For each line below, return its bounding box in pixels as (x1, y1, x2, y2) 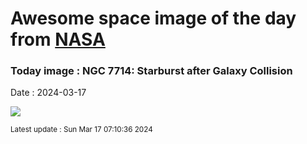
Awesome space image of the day (10, 7, 297, 30)
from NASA (10, 28, 106, 51)
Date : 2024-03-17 (10, 87, 87, 99)
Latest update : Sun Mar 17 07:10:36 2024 (10, 125, 153, 135)
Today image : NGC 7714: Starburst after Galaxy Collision (10, 64, 293, 78)
